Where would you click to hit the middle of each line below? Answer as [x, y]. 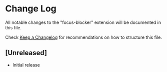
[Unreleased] [26, 53]
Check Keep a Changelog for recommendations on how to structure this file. [84, 37]
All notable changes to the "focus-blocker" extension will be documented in [83, 22]
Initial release [26, 65]
